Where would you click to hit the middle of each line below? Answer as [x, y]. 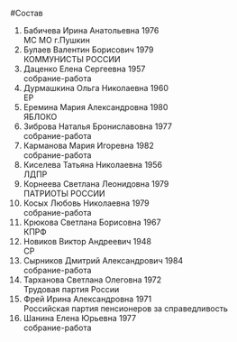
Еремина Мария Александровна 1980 [96, 107]
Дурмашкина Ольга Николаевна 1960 [96, 88]
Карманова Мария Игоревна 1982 [88, 145]
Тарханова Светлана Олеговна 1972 [92, 280]
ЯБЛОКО [40, 117]
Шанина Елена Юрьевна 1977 [80, 318]
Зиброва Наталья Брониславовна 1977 [97, 126]
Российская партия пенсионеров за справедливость [126, 309]
